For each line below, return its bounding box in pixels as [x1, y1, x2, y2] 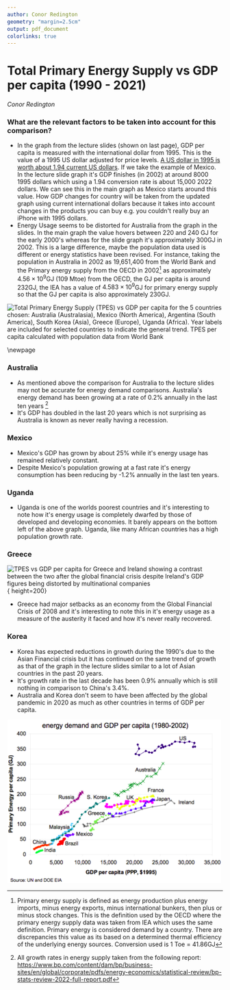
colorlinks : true [7, 33, 57, 40]
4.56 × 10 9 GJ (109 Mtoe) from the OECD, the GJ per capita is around [16, 274, 210, 283]
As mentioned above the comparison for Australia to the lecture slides [16, 379, 214, 387]
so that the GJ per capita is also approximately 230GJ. [16, 290, 171, 299]
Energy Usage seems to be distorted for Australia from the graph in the [16, 221, 218, 229]
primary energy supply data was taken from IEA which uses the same [16, 918, 214, 926]
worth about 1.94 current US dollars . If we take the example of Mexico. [16, 163, 217, 171]
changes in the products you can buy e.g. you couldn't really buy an [16, 207, 209, 215]
